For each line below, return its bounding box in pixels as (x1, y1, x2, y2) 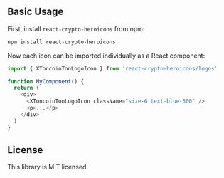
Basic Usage (7, 6, 64, 18)
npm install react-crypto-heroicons (7, 38, 116, 46)
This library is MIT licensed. (7, 163, 89, 172)
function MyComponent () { (7, 78, 84, 85)
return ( (14, 85, 40, 92)
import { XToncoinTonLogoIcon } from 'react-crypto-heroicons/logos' (7, 65, 218, 72)
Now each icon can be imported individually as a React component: (7, 51, 206, 60)
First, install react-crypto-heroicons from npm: (7, 24, 145, 33)
